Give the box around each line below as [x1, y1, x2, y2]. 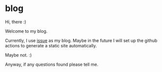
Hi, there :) [5, 19, 27, 25]
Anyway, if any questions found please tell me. [5, 61, 99, 67]
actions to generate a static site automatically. [5, 43, 97, 48]
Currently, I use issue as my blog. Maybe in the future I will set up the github [5, 37, 158, 43]
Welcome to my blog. [5, 28, 48, 34]
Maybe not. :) [5, 52, 32, 58]
